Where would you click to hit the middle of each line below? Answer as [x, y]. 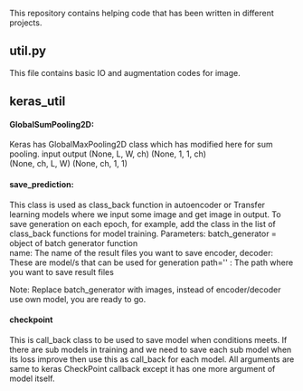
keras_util [38, 102]
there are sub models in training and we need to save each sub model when [151, 349]
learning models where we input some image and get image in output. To [146, 214]
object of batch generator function [74, 243]
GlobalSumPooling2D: [52, 124]
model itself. [32, 378]
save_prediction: [42, 184]
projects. [26, 23]
